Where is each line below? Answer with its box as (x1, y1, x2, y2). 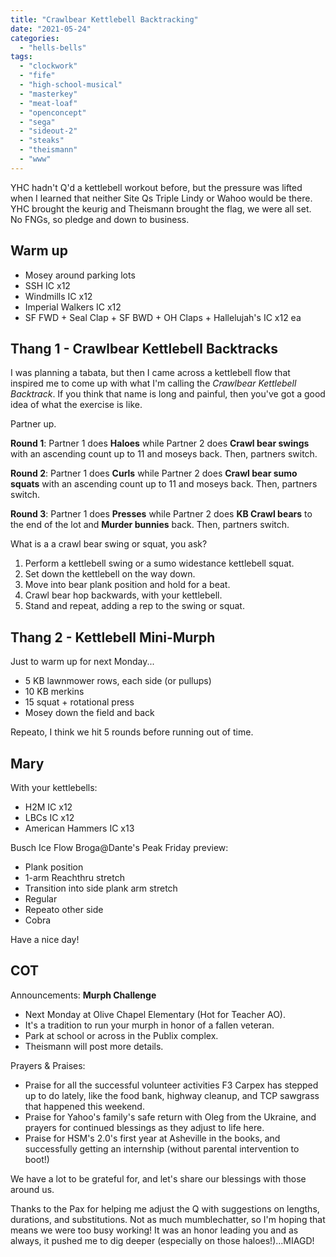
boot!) (24, 1153, 50, 1165)
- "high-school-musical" (19, 80, 123, 90)
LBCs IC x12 (24, 812, 75, 823)
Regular (24, 893, 58, 905)
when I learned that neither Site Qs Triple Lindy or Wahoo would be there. (10, 192, 313, 204)
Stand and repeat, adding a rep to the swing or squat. (24, 600, 245, 612)
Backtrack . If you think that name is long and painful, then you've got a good (10, 388, 326, 400)
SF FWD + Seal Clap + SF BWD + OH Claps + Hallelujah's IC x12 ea (24, 311, 302, 323)
